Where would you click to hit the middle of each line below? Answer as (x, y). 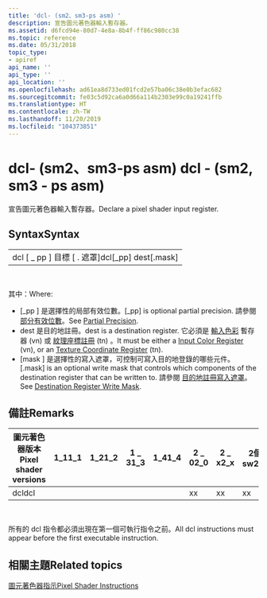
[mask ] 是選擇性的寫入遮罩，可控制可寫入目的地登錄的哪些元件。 (127, 359)
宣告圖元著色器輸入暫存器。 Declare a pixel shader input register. (114, 208)
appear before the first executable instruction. (83, 538)
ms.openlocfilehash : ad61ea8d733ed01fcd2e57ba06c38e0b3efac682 (115, 89)
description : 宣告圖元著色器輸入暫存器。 (70, 23)
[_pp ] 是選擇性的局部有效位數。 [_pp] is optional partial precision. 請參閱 (138, 310)
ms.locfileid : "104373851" (53, 126)
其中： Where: (31, 293)
